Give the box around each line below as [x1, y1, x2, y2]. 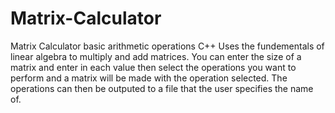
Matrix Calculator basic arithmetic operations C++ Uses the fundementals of [10, 40, 325, 52]
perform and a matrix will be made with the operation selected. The [10, 72, 288, 84]
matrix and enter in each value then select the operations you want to [10, 61, 297, 73]
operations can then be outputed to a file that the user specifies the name [10, 82, 314, 94]
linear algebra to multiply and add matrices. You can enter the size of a [10, 50, 302, 62]
